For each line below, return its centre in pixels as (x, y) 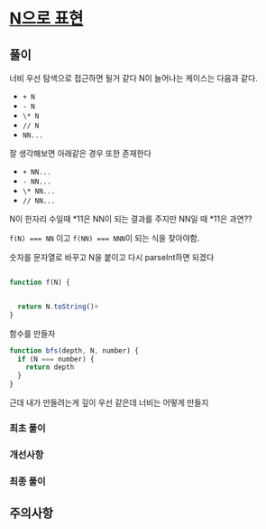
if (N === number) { (56, 359)
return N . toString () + (58, 307)
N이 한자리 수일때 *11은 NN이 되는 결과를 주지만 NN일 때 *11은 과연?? (131, 219)
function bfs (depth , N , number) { (74, 350)
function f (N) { (40, 282)
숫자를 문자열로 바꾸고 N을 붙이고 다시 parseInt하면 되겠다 (112, 257)
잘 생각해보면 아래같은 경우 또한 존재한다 (80, 153)
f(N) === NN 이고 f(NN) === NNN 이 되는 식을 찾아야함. (105, 238)
